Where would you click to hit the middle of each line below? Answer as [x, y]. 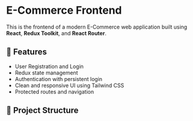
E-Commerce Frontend [64, 10]
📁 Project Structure [42, 111]
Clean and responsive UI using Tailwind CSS [69, 85]
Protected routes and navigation [54, 91]
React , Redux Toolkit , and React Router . [56, 33]
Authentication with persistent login [59, 79]
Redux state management [46, 73]
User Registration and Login [49, 66]
